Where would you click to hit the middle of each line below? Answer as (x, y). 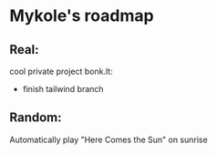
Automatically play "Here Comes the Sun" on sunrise (108, 139)
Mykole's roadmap (82, 16)
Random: (36, 118)
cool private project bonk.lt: (61, 71)
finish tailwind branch (63, 89)
